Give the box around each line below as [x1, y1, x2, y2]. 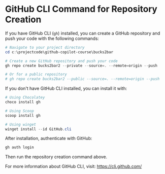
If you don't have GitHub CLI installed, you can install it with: [5, 85, 127, 92]
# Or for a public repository [5, 72, 67, 77]
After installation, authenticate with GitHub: [5, 136, 93, 141]
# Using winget [5, 122, 36, 127]
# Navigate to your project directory [5, 45, 85, 50]
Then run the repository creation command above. [5, 154, 107, 160]
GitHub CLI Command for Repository [5, 3, 158, 15]
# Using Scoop [5, 108, 34, 113]
